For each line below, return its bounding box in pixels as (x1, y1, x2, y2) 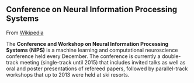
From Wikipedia (6, 29, 44, 36)
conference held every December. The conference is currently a (6, 52, 161, 60)
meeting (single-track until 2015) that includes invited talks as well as (19, 59, 186, 66)
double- (161, 52, 181, 60)
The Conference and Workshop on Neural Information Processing (6, 40, 169, 47)
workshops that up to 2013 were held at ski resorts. (6, 71, 130, 78)
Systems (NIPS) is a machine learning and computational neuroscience (6, 46, 178, 53)
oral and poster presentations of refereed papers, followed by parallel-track (6, 65, 188, 72)
